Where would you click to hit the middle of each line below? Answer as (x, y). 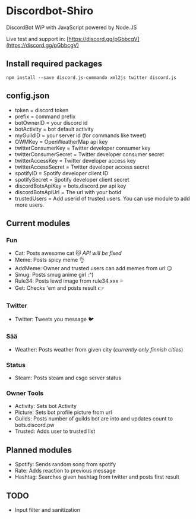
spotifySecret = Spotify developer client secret (72, 179)
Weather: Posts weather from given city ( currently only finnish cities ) (99, 349)
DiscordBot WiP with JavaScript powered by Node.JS (72, 27)
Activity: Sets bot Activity (46, 406)
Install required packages (54, 64)
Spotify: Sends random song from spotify (65, 464)
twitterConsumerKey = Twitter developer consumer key (83, 148)
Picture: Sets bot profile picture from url (63, 412)
